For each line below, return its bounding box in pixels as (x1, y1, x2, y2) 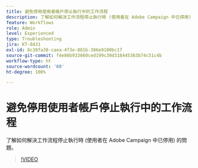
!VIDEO (20, 156, 38, 163)
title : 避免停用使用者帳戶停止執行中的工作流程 (6, 8, 108, 15)
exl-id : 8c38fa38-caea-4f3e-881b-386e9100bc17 (6, 47, 123, 53)
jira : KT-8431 (6, 42, 41, 48)
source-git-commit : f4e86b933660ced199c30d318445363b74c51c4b (6, 52, 162, 58)
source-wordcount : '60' (6, 63, 65, 70)
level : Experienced (6, 31, 54, 37)
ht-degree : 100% (6, 69, 46, 75)
